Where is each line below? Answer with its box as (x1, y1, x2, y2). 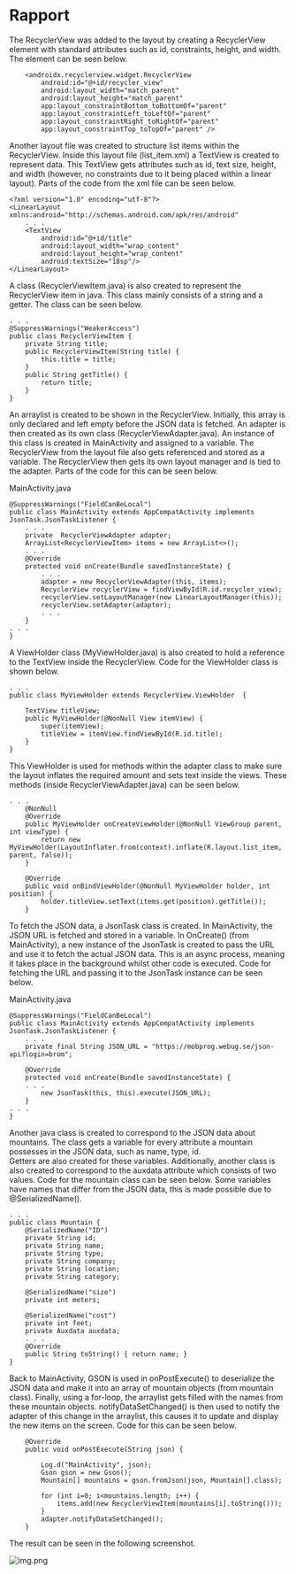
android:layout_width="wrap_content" (41, 241, 179, 251)
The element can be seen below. (9, 53, 128, 64)
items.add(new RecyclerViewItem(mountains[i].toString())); (56, 1499, 283, 1508)
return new (41, 835, 81, 844)
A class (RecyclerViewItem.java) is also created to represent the (9, 280, 241, 290)
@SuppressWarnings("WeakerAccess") (9, 324, 140, 333)
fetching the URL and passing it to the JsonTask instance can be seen (9, 967, 263, 978)
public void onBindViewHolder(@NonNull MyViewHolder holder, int (25, 882, 271, 891)
